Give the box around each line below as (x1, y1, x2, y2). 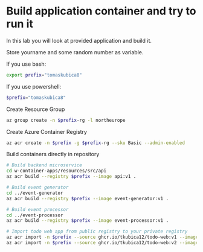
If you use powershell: (6, 83, 62, 90)
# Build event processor (6, 206, 69, 212)
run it (6, 17, 33, 31)
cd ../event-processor (6, 212, 63, 218)
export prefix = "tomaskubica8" (6, 72, 83, 78)
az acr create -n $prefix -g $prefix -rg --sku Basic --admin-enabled (6, 140, 185, 146)
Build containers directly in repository (6, 151, 100, 158)
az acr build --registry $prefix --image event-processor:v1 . (6, 218, 169, 224)
